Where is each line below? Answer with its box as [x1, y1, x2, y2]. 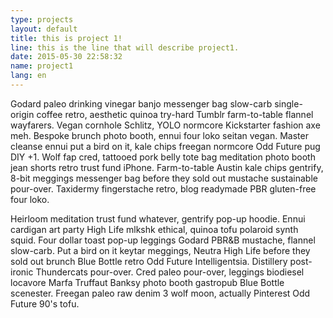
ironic [10, 266, 34, 278]
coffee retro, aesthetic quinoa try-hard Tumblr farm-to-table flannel [36, 108, 314, 120]
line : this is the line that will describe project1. [10, 42, 240, 53]
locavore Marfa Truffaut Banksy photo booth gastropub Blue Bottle [10, 276, 285, 288]
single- [274, 97, 303, 110]
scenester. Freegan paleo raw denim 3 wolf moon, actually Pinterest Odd [10, 287, 311, 299]
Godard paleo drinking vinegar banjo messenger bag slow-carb [10, 97, 273, 110]
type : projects [10, 14, 74, 25]
